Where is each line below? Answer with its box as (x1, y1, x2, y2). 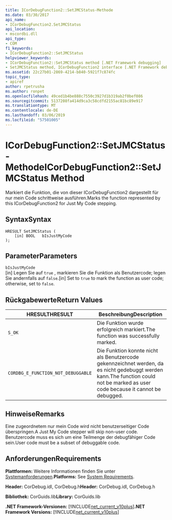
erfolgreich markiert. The (96, 326, 156, 333)
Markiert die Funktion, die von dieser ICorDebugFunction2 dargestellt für (5, 189, 159, 195)
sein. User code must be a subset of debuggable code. (5, 439, 120, 445)
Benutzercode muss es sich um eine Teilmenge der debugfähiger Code (5, 434, 156, 440)
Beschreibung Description (98, 311, 163, 318)
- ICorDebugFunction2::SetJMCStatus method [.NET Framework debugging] (5, 60, 161, 65)
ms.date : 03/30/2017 (5, 12, 50, 17)
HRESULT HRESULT (26, 311, 73, 318)
